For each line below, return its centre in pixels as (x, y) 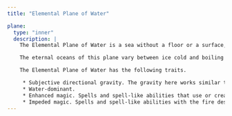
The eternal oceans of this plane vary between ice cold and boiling (122, 58)
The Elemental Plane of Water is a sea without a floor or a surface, (123, 46)
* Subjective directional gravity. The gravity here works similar (122, 83)
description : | (35, 39)
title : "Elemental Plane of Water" (58, 13)
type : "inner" (33, 32)
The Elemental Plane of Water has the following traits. (103, 70)
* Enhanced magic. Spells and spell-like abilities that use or (117, 95)
